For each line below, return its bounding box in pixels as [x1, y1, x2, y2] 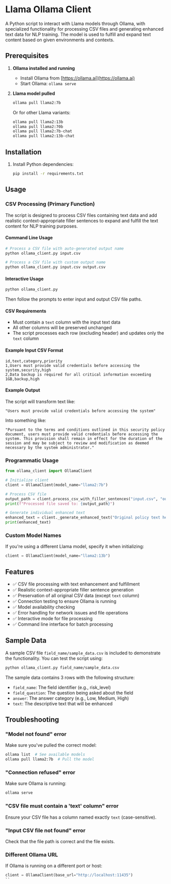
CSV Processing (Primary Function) [5, 201, 95, 208]
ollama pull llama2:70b [12, 124, 64, 129]
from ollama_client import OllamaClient [5, 469, 93, 474]
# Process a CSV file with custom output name [5, 260, 106, 265]
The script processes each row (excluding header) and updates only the [12, 330, 164, 336]
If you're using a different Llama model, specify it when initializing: [5, 544, 144, 550]
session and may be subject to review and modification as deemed [5, 440, 149, 446]
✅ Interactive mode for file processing [12, 616, 93, 622]
